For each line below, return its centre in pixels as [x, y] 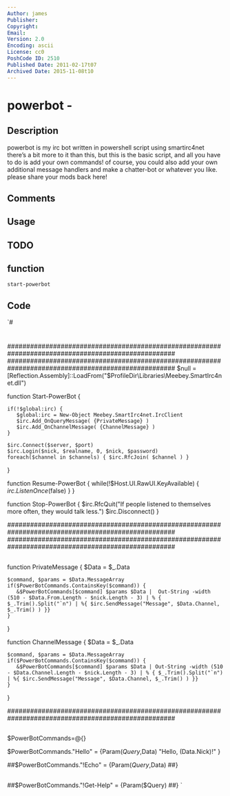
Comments [31, 198]
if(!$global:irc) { [35, 409]
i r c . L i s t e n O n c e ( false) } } [41, 491]
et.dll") [17, 383]
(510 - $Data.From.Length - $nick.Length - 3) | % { [84, 597]
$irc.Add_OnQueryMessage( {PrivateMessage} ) [83, 421]
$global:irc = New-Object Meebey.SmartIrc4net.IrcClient [100, 415]
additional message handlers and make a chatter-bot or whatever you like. [113, 169]
